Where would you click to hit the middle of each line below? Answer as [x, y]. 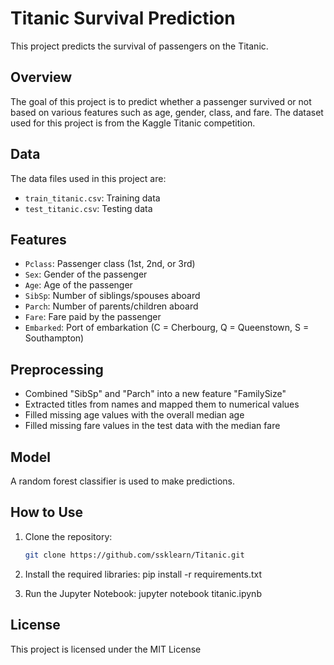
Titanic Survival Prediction [123, 18]
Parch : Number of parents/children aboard [111, 306]
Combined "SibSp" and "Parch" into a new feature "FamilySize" [155, 394]
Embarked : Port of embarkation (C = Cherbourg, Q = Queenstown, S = [167, 328]
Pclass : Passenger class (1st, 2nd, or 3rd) [110, 264]
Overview [41, 77]
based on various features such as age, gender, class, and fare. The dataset [167, 112]
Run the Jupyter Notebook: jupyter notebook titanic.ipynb [143, 593]
